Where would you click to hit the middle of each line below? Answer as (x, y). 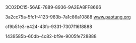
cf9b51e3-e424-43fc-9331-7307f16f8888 (49, 26)
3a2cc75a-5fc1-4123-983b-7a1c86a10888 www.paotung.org (68, 17)
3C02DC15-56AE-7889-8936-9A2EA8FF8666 (53, 7)
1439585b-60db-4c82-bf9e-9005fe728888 (51, 36)
